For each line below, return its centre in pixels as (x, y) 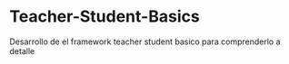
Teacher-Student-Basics (105, 17)
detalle (22, 50)
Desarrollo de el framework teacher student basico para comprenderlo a (145, 41)
